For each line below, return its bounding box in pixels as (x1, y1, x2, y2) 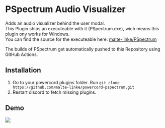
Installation (5, 66, 41, 75)
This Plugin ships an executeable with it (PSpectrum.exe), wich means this (5, 25, 159, 31)
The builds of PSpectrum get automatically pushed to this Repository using (5, 46, 160, 52)
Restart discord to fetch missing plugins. (12, 89, 97, 95)
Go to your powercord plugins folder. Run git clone (12, 79, 120, 85)
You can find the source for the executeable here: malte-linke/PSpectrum (5, 36, 157, 42)
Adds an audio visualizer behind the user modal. (5, 20, 105, 26)
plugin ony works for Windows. (5, 31, 70, 37)
